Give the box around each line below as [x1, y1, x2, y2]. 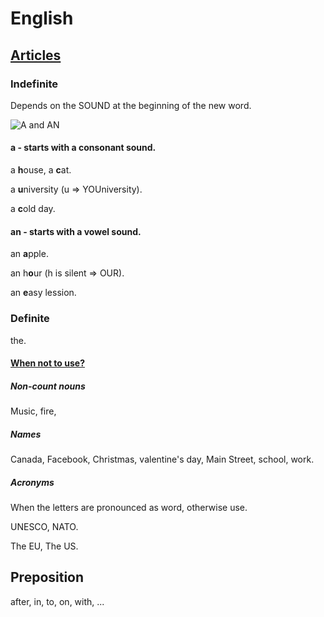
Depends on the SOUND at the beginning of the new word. [10, 99, 252, 111]
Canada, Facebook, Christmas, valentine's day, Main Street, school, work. [10, 453, 315, 466]
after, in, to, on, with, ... [10, 595, 105, 607]
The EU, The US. [10, 540, 79, 552]
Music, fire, [10, 405, 57, 417]
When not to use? [10, 357, 85, 369]
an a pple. [10, 248, 49, 260]
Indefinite [10, 77, 59, 91]
